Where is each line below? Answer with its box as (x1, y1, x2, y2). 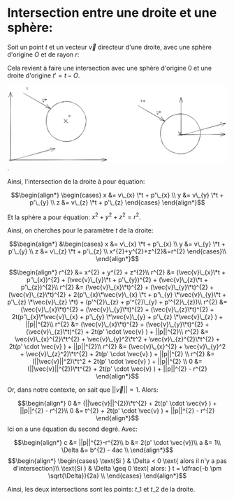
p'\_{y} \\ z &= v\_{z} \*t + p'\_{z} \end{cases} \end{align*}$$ (29, 198, 205, 207)
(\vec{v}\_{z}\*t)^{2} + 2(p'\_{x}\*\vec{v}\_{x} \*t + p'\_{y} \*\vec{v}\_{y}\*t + (8, 291, 227, 299)
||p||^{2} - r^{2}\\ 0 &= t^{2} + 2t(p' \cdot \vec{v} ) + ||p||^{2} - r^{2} (20, 406, 215, 415)
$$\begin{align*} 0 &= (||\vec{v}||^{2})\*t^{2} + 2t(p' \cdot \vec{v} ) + (17, 399, 218, 408)
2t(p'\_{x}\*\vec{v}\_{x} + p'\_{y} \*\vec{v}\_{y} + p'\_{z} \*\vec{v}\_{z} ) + (11, 313, 224, 321)
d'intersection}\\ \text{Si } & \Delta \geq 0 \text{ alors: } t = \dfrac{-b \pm (13, 464, 222, 473)
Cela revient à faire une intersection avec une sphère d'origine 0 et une (7, 64, 212, 72)
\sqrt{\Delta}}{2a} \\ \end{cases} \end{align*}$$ (47, 471, 187, 480)
